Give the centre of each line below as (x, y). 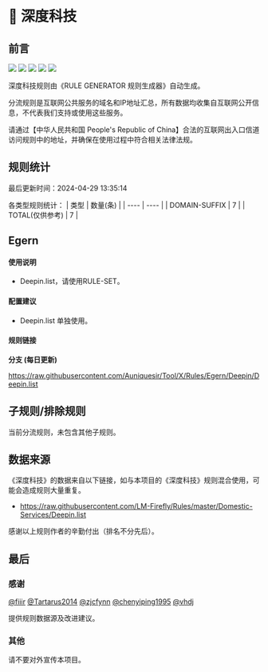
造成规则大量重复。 (53, 490)
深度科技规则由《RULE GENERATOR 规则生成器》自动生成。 (106, 86)
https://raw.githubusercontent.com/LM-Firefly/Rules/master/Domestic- (136, 506)
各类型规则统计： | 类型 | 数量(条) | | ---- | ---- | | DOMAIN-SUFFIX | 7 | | (127, 205)
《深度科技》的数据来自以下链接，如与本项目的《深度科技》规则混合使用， (130, 480)
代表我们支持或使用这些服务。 (78, 112)
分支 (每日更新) (33, 359)
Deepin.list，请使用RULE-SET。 (72, 282)
